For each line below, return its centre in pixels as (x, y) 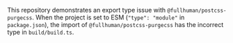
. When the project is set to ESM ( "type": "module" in (109, 17)
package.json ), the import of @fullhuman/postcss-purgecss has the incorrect (115, 25)
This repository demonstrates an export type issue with (86, 10)
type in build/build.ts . (41, 32)
